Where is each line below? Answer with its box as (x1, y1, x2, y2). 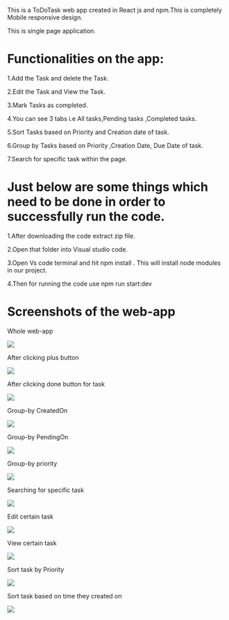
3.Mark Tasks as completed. (7, 101, 88, 109)
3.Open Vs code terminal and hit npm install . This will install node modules (7, 259, 221, 267)
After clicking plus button (7, 353, 79, 361)
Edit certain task (7, 512, 54, 521)
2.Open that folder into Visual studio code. (7, 245, 128, 253)
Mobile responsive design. (7, 13, 83, 22)
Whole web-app (7, 327, 53, 335)
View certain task (7, 539, 57, 547)
